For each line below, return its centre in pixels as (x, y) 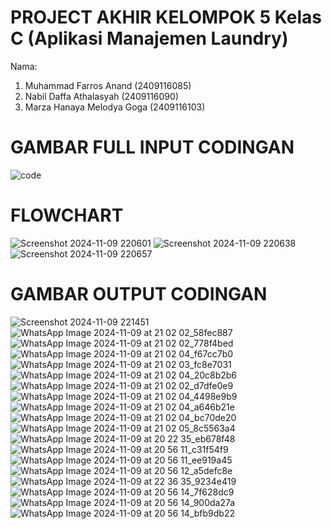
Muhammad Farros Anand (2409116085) (108, 85)
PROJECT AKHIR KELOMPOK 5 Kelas (166, 17)
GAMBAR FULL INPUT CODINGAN (152, 147)
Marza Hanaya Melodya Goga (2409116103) (115, 107)
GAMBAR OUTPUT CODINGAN (139, 294)
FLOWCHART (67, 215)
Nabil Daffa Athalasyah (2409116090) (101, 96)
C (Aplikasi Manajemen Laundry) (149, 38)
